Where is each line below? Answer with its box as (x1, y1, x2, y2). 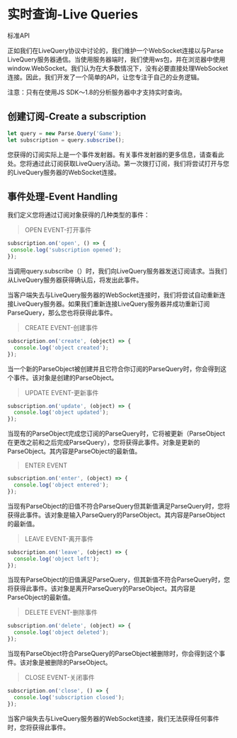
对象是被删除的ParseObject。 (25, 658, 112, 666)
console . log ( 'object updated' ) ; (13, 409, 110, 416)
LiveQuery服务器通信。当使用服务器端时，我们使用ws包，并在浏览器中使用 (7, 55, 226, 64)
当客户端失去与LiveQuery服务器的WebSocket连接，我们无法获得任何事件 (7, 714, 219, 722)
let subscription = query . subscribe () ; (7, 136, 125, 144)
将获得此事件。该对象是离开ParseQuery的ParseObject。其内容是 (7, 584, 196, 593)
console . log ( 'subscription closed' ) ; (13, 693, 125, 701)
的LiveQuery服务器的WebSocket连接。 (7, 168, 120, 176)
